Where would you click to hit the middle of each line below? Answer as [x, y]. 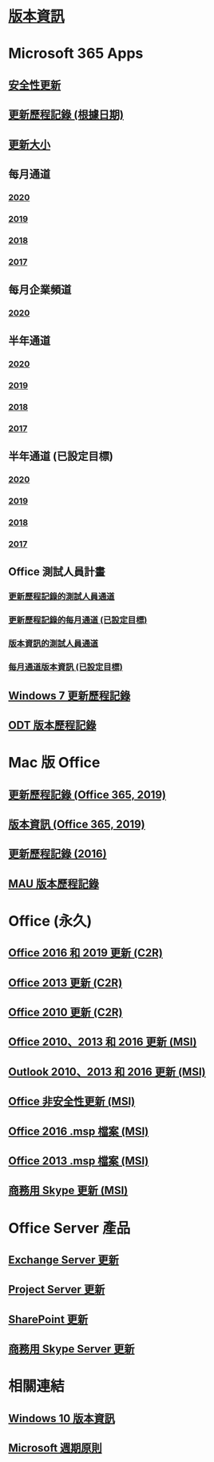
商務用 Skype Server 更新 [71, 1349]
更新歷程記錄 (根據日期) [66, 115]
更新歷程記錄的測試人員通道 [61, 597]
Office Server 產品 [69, 1228]
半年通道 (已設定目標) [61, 457]
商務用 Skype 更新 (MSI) [68, 1190]
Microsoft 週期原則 [55, 1448]
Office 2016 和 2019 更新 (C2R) [86, 953]
